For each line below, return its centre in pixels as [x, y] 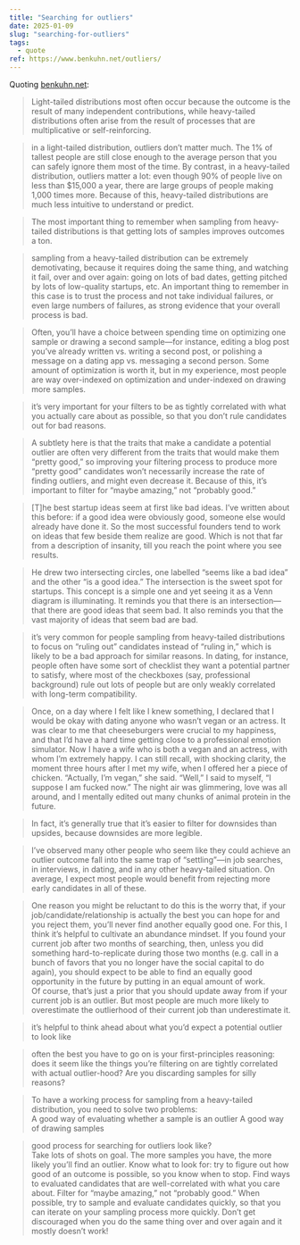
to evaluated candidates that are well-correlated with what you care [155, 1183]
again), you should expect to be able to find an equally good [142, 972]
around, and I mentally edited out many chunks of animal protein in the [161, 797]
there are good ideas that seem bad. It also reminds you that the [166, 610]
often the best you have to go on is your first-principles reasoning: [153, 1054]
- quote [32, 51]
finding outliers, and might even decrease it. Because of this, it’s [149, 480]
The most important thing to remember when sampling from [141, 221]
